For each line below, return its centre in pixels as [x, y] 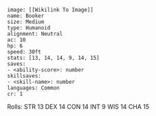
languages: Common [33, 88]
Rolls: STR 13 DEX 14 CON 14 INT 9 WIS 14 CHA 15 [78, 107]
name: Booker [26, 16]
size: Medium [26, 22]
